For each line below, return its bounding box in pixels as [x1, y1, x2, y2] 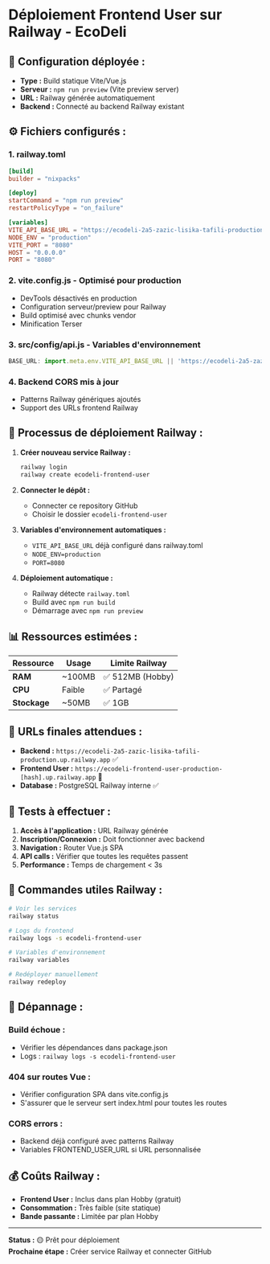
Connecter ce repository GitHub [31, 501, 138, 510]
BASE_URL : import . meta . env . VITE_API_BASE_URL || [8, 357, 174, 365]
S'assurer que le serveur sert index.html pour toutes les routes [19, 1098, 227, 1107]
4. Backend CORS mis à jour [8, 376, 119, 387]
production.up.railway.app [19, 756, 111, 764]
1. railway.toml [8, 149, 66, 160]
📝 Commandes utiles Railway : [8, 883, 163, 897]
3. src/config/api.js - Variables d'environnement [8, 339, 201, 350]
